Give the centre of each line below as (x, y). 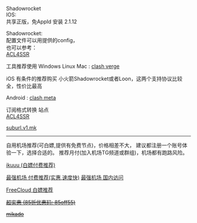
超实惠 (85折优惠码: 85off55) (41, 202)
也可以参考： (21, 47)
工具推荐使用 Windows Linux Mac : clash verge (63, 66)
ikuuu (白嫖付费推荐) (31, 165)
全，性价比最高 (24, 86)
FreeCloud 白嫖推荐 (30, 190)
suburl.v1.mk (21, 128)
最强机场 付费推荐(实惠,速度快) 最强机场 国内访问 (65, 177)
